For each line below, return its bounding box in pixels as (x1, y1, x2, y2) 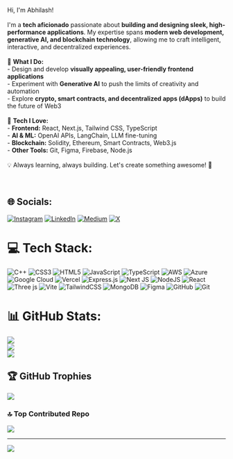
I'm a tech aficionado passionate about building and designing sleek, (7, 21, 208, 28)
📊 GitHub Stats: (7, 308, 102, 324)
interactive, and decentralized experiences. (7, 43, 131, 51)
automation (7, 87, 40, 95)
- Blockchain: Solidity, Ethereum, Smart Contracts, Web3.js (7, 139, 177, 147)
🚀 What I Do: (7, 58, 44, 65)
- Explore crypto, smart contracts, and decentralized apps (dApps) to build (7, 94, 226, 103)
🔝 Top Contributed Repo (7, 409, 90, 419)
